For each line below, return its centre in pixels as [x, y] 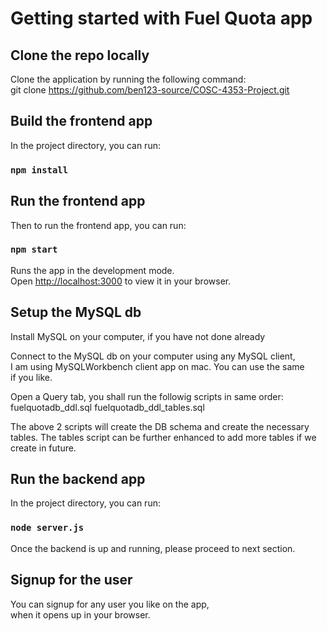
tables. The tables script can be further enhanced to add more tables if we [163, 437]
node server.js [47, 528]
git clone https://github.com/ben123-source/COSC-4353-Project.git [150, 90]
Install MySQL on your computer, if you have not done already [138, 336]
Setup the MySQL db [76, 312]
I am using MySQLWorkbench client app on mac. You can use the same [157, 366]
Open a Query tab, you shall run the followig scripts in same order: [147, 396]
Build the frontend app [81, 121]
